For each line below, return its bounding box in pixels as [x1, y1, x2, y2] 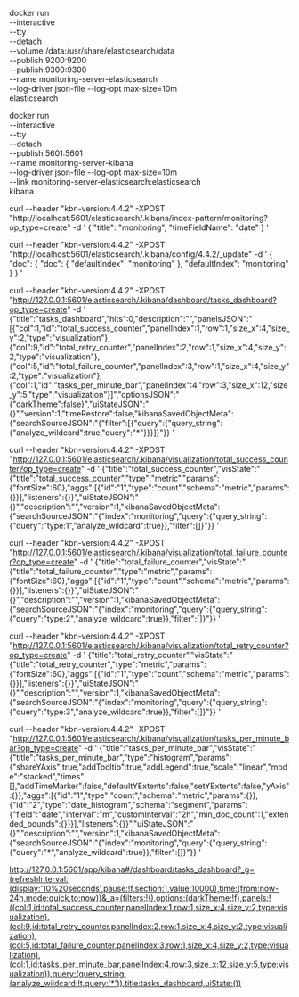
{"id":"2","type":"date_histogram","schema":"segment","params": [9, 800, 248, 810]
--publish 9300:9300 [9, 64, 87, 75]
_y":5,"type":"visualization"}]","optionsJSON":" [9, 390, 180, 400]
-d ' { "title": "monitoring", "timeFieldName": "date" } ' [72, 222, 270, 233]
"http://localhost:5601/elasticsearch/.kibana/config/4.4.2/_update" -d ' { [9, 249, 273, 260]
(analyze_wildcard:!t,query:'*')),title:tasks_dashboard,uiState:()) [9, 978, 242, 988]
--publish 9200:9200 [9, 55, 87, 65]
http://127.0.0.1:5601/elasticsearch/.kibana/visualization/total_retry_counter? [12, 640, 289, 650]
